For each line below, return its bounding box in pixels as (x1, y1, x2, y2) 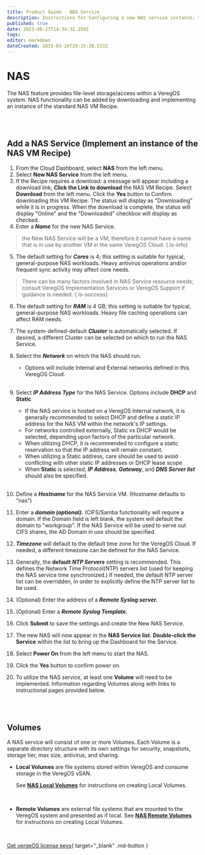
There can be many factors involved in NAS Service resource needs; (21, 277, 194, 285)
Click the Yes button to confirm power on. (15, 661, 121, 669)
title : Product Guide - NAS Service (7, 9, 100, 15)
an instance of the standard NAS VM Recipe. (7, 102, 119, 110)
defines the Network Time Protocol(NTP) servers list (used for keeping (15, 564, 193, 572)
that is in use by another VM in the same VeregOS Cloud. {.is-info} (21, 241, 188, 248)
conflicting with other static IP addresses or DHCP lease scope (24, 459, 182, 466)
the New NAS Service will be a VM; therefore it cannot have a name (21, 235, 192, 242)
